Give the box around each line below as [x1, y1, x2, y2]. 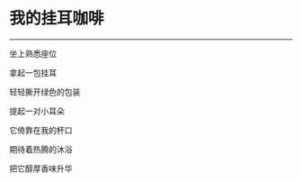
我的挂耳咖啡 [9, 8, 105, 29]
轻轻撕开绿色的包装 [9, 86, 81, 97]
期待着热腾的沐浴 [9, 143, 73, 154]
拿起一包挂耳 [9, 67, 57, 77]
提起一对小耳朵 [9, 105, 65, 116]
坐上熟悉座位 [9, 48, 57, 59]
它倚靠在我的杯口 [9, 124, 73, 135]
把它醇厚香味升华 [9, 163, 73, 174]
